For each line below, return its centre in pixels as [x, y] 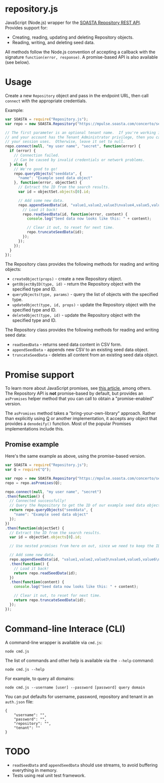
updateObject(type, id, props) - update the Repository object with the [84, 305]
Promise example [32, 444]
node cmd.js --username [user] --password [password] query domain [75, 687]
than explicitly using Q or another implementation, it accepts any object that [81, 419]
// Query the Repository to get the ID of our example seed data [77, 505]
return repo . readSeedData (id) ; [46, 573]
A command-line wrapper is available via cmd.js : [54, 642]
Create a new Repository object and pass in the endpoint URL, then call [77, 95]
